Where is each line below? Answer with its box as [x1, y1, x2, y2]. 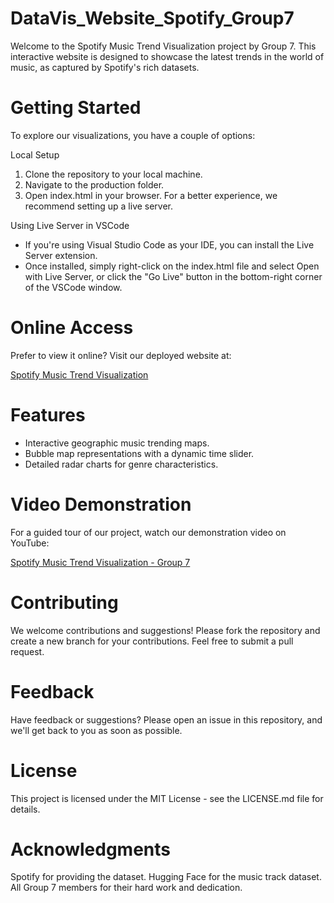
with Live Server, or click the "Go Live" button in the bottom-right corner [24, 270, 323, 282]
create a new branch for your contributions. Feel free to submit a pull [10, 635, 294, 647]
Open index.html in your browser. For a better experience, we [24, 189, 278, 201]
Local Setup [10, 148, 60, 161]
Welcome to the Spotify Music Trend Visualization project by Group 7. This [10, 40, 317, 52]
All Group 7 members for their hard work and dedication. [10, 882, 243, 894]
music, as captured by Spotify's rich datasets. [10, 61, 200, 73]
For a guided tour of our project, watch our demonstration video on [10, 526, 287, 538]
